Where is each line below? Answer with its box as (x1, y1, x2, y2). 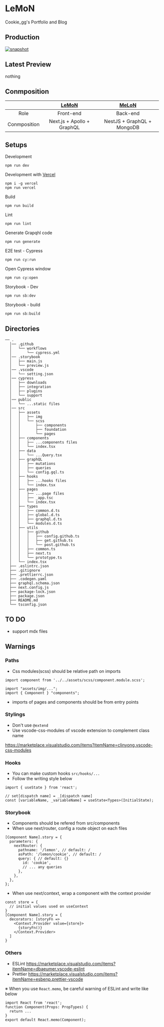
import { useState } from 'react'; (5, 785, 78, 790)
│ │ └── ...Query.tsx (9, 453, 62, 458)
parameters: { (9, 839, 38, 844)
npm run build (5, 203, 34, 208)
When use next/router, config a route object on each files (12, 826, 127, 831)
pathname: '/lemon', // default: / (18, 847, 91, 853)
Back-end (116, 110, 140, 117)
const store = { (5, 900, 38, 905)
